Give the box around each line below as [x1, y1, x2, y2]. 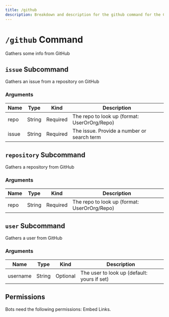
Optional [55, 272, 76, 279]
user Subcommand [5, 222, 65, 230]
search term [72, 133, 102, 140]
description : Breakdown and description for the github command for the [5, 12, 161, 17]
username [8, 272, 32, 279]
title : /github [5, 7, 37, 13]
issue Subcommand [5, 65, 69, 74]
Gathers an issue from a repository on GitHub [5, 79, 100, 85]
